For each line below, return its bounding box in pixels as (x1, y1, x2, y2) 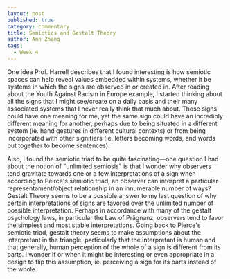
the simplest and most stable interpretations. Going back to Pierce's (7, 221, 201, 229)
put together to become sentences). (7, 141, 110, 150)
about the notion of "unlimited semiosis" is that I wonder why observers (7, 162, 212, 170)
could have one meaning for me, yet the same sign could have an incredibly (7, 111, 224, 120)
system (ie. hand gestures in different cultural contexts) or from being (7, 126, 206, 135)
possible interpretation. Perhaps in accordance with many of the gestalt (7, 206, 212, 215)
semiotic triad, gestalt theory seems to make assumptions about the (7, 228, 201, 236)
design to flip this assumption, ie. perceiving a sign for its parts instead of (7, 258, 217, 266)
